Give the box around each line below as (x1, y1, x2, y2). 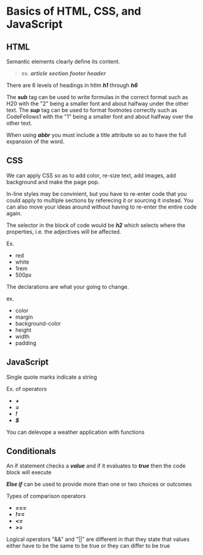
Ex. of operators (6, 385, 47, 392)
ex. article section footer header (21, 70, 106, 77)
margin (15, 313, 34, 321)
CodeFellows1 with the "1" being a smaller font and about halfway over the (6, 113, 194, 120)
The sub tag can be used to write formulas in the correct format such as (6, 94, 188, 100)
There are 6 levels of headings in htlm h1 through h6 (6, 81, 138, 89)
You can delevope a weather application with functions (6, 428, 145, 436)
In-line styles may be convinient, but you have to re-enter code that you (6, 190, 187, 197)
